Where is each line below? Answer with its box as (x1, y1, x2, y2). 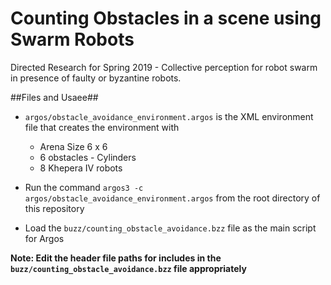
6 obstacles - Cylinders (39, 151, 137, 163)
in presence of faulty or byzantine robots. (10, 72, 182, 84)
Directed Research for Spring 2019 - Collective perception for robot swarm (10, 61, 318, 73)
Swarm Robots (10, 28, 135, 51)
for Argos (24, 232, 65, 244)
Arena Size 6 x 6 (39, 140, 108, 152)
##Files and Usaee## (10, 91, 99, 103)
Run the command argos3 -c (24, 181, 144, 193)
